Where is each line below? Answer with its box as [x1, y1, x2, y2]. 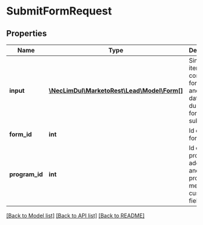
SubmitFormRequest [6, 4, 112, 18]
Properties [6, 28, 47, 39]
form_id [9, 130, 32, 138]
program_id [9, 170, 43, 179]
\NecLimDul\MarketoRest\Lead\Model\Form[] [48, 86, 183, 95]
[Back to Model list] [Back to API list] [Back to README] [6, 212, 145, 219]
